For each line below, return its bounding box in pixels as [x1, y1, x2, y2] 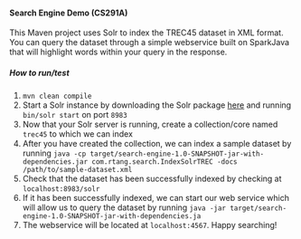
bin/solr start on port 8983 [22, 110, 128, 120]
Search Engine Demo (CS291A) [9, 7, 128, 18]
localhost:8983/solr [22, 185, 100, 194]
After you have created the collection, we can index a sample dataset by [22, 139, 292, 149]
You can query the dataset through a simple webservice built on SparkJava [9, 37, 290, 48]
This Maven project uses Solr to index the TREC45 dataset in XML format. [9, 27, 284, 38]
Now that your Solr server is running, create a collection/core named [22, 119, 278, 130]
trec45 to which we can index [22, 129, 134, 139]
